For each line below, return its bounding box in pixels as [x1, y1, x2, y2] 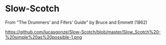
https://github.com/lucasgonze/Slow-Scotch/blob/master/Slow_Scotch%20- [5, 29, 161, 35]
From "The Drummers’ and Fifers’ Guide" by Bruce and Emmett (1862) [5, 19, 148, 25]
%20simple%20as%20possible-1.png [5, 34, 83, 40]
